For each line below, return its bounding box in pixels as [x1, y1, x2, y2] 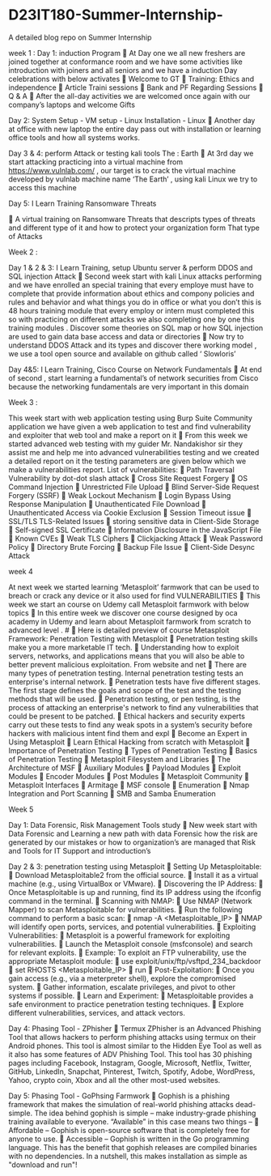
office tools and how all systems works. [8, 132, 140, 143]
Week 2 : [8, 247, 38, 257]
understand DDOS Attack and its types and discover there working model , [8, 340, 257, 350]
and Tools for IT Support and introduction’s [8, 846, 151, 855]
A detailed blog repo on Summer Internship [8, 32, 152, 42]
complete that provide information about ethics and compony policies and [8, 288, 255, 298]
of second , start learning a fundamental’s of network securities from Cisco [8, 373, 259, 382]
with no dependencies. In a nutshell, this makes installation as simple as [8, 1151, 248, 1161]
